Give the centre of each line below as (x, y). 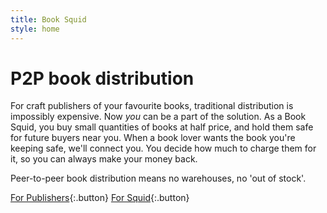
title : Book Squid (48, 19)
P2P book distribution (102, 78)
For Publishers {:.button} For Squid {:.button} (100, 198)
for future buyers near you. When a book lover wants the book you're (153, 138)
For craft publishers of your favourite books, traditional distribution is (152, 106)
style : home (35, 29)
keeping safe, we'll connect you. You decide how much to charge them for (163, 148)
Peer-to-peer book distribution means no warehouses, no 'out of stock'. (158, 178)
